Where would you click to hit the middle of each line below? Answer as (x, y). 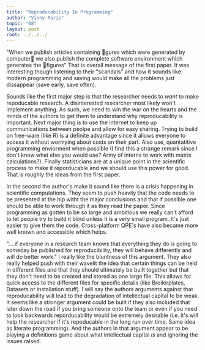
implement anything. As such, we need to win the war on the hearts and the (102, 110)
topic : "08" (21, 23)
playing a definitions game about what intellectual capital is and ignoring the (102, 335)
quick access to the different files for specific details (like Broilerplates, (96, 283)
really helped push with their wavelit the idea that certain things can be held (102, 263)
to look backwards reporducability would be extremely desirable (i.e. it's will (102, 315)
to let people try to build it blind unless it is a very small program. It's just (98, 219)
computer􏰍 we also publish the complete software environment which (95, 59)
